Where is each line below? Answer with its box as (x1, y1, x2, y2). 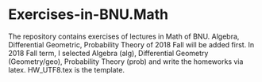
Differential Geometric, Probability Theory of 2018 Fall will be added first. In (8, 39, 255, 49)
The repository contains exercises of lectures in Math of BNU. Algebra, (8, 32, 240, 41)
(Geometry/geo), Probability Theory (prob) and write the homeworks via (8, 57, 244, 66)
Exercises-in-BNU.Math (8, 6, 169, 24)
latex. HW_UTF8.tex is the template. (8, 65, 125, 74)
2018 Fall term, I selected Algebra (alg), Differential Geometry (8, 48, 209, 58)
